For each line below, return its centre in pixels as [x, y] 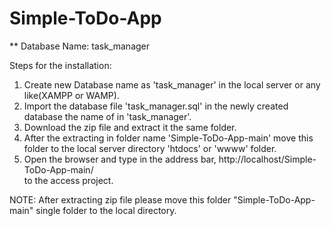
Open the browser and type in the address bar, [120, 159]
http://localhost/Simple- [267, 159]
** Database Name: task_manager [80, 46]
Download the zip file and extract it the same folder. [130, 127]
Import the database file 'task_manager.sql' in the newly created [156, 106]
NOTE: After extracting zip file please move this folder [120, 199]
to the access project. [68, 180]
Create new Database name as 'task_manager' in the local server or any [172, 84]
